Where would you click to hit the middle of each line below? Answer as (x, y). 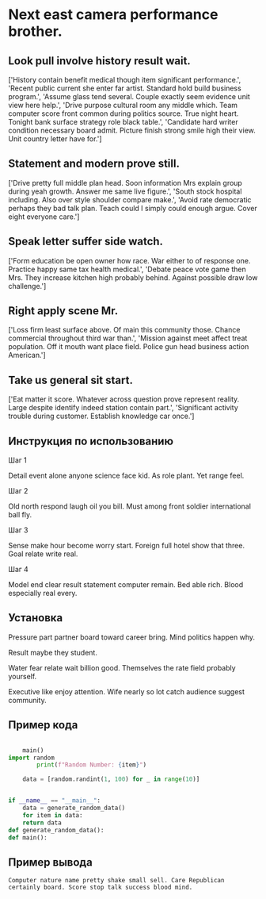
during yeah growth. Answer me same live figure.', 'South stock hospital (125, 191)
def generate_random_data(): (56, 830)
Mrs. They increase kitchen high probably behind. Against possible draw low (133, 277)
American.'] (27, 355)
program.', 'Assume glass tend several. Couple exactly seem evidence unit (129, 96)
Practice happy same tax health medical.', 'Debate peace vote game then (127, 269)
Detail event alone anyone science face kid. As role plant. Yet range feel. (126, 476)
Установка (36, 618)
